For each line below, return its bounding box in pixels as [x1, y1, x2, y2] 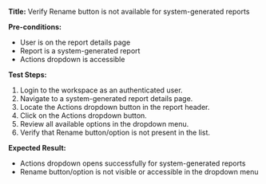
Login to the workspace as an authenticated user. [19, 85, 183, 95]
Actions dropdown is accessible [19, 55, 125, 64]
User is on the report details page [19, 37, 131, 47]
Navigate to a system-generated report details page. [19, 94, 193, 103]
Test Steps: [8, 70, 47, 79]
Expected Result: [8, 143, 66, 152]
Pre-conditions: [8, 22, 62, 31]
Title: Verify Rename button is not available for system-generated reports [8, 7, 250, 16]
